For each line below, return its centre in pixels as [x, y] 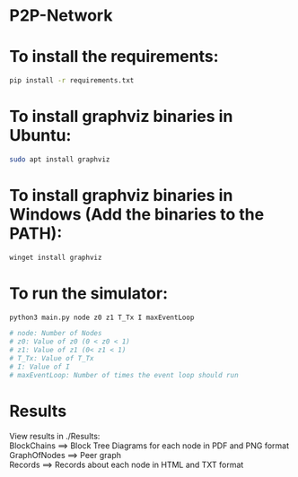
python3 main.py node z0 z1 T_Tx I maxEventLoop [102, 317]
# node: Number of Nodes [56, 334]
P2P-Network [61, 16]
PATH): [36, 233]
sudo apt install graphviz [60, 159]
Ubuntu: [40, 136]
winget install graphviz [56, 257]
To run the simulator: [89, 293]
